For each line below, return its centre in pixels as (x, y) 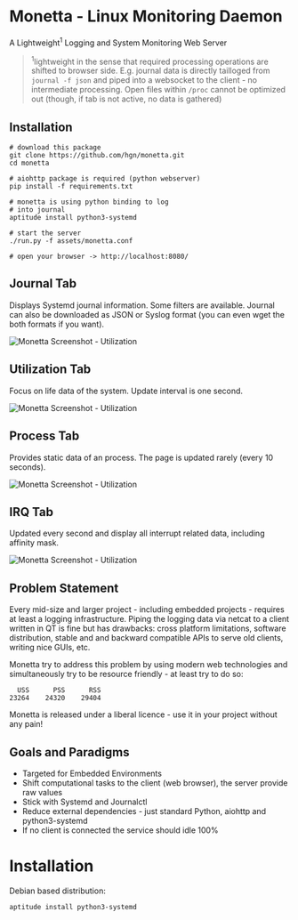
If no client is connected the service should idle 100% (121, 830)
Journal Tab (43, 283)
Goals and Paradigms (70, 752)
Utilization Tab (50, 370)
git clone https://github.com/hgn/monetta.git (97, 156)
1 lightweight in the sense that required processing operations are (149, 61)
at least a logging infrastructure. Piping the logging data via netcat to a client (149, 619)
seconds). (28, 467)
